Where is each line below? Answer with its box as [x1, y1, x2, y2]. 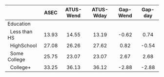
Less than [10, 29, 33, 35]
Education [7, 20, 31, 27]
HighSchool [10, 42, 37, 49]
